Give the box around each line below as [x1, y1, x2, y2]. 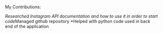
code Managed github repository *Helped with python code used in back [5, 19, 150, 24]
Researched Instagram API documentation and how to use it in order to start [5, 13, 158, 19]
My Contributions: [5, 4, 41, 10]
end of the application [5, 23, 49, 29]
